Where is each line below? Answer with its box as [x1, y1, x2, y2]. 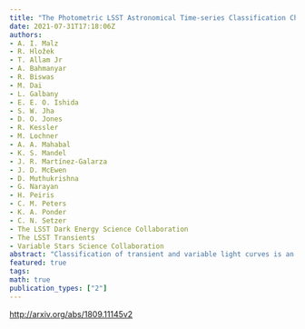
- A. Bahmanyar [9, 65, 67, 74]
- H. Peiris [9, 191, 54, 200]
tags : [9, 267, 30, 276]
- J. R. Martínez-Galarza [9, 156, 107, 166]
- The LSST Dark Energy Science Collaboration [9, 224, 189, 234]
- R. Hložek [9, 47, 54, 56]
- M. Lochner [9, 132, 59, 141]
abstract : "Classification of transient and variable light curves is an [9, 250, 295, 259]
